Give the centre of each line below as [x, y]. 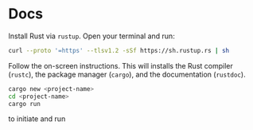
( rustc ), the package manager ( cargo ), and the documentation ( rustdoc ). [127, 74]
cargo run [25, 104]
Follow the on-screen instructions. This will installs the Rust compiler [121, 65]
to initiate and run [37, 119]
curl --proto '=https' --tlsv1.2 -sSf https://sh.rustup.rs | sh [119, 50]
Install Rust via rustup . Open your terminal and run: [91, 36]
